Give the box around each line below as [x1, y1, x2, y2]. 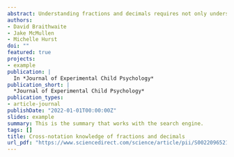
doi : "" [7, 42, 30, 49]
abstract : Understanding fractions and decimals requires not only [7, 10, 208, 17]
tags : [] [7, 126, 33, 133]
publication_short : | [7, 81, 70, 88]
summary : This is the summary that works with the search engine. [7, 119, 204, 127]
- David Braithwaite [7, 23, 68, 30]
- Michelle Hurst [7, 36, 58, 43]
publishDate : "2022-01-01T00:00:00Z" [7, 107, 117, 114]
